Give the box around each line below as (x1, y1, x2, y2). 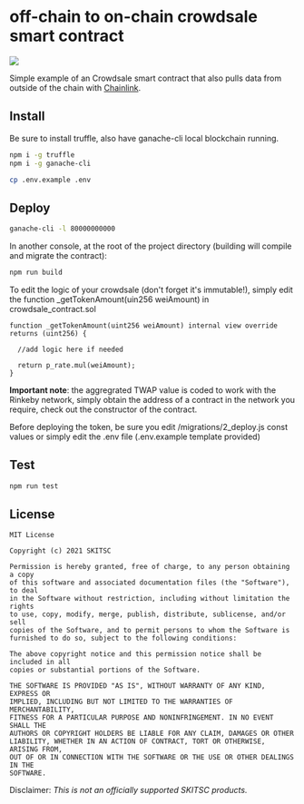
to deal (9, 586, 39, 595)
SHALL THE (9, 721, 47, 730)
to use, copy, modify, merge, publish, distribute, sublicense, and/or (9, 610, 286, 619)
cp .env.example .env (9, 175, 92, 184)
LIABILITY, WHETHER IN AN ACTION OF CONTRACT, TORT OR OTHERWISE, (9, 737, 266, 746)
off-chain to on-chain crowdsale (9, 6, 259, 27)
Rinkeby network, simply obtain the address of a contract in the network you (9, 394, 296, 405)
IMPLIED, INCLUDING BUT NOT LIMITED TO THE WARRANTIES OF (9, 697, 233, 707)
